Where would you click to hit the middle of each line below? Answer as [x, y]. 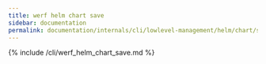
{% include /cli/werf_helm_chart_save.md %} [82, 53]
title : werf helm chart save [56, 15]
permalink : [26, 30]
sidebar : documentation [47, 23]
